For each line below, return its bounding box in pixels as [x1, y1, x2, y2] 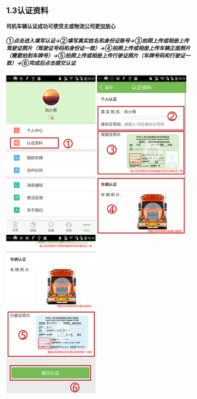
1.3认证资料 [6, 5, 49, 16]
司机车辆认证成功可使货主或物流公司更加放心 [6, 23, 116, 30]
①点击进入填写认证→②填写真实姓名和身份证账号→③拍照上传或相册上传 [6, 37, 189, 45]
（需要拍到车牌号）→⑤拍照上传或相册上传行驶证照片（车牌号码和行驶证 [6, 52, 186, 59]
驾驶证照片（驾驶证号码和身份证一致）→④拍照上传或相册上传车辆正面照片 [6, 45, 190, 52]
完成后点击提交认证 [29, 59, 76, 67]
